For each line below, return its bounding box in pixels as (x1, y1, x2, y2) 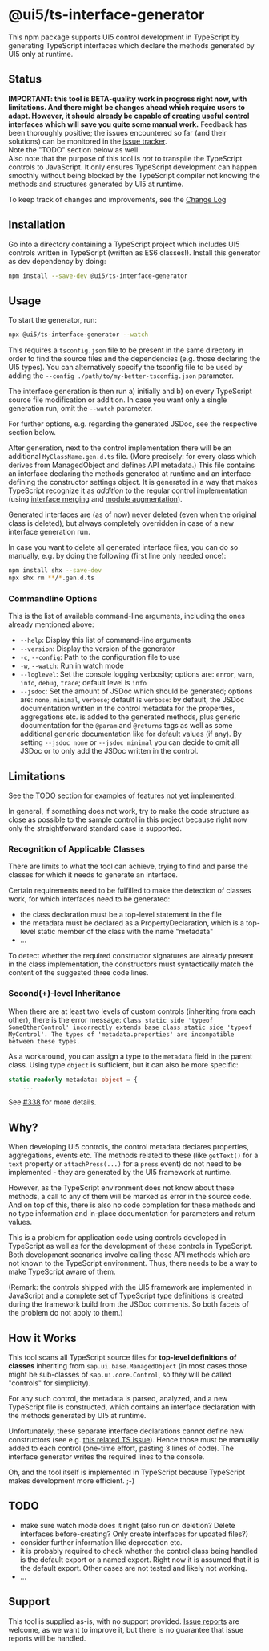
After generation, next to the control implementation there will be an (8, 443, 232, 453)
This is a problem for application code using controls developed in (8, 1233, 227, 1242)
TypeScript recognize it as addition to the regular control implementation (8, 486, 248, 495)
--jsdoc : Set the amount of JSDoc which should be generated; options (19, 686, 253, 696)
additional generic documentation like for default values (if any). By (19, 729, 242, 739)
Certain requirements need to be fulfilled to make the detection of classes (8, 885, 251, 896)
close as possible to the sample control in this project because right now (8, 815, 247, 824)
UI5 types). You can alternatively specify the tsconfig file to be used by (8, 363, 243, 372)
